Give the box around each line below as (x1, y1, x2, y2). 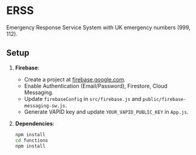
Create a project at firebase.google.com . (24, 75, 126, 83)
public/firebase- (142, 96, 186, 102)
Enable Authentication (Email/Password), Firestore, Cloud (24, 82, 168, 89)
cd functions (15, 137, 49, 143)
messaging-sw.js (24, 103, 66, 109)
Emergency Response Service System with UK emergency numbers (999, (6, 24, 191, 31)
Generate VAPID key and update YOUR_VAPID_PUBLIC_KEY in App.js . (24, 108, 189, 115)
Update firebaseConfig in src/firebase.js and (24, 95, 141, 102)
